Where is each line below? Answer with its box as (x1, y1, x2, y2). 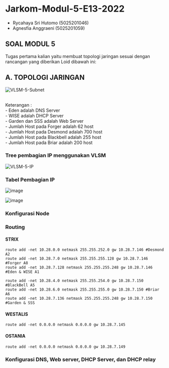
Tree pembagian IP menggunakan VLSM (5, 152, 106, 159)
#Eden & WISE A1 (5, 269, 39, 274)
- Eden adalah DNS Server (5, 107, 60, 113)
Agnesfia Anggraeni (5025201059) (12, 25, 85, 31)
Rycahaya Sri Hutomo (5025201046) (12, 20, 89, 26)
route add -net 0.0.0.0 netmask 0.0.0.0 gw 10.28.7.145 (5, 322, 125, 328)
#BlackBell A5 (5, 283, 35, 288)
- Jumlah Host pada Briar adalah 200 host (5, 140, 93, 146)
